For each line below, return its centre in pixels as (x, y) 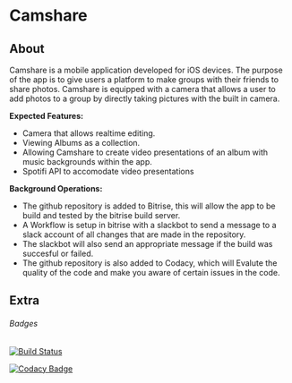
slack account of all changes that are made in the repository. (134, 234)
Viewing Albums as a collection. (81, 143)
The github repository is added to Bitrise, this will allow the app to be (149, 206)
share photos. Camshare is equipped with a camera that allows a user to (142, 89)
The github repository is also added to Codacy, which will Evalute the (150, 263)
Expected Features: (46, 116)
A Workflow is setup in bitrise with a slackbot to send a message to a (149, 225)
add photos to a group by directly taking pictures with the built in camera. (145, 98)
